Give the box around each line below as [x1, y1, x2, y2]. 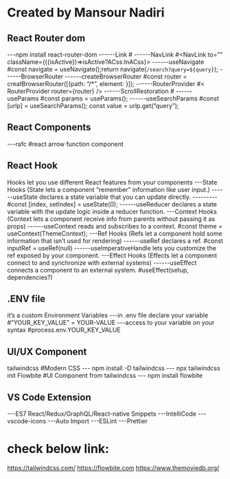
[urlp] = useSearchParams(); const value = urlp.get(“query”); [7, 102, 180, 109]
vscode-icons [7, 417, 47, 425]
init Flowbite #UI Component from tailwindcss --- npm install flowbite [7, 372, 203, 380]
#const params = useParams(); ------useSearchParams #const [40, 94, 220, 103]
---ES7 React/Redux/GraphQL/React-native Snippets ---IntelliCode [7, 409, 197, 418]
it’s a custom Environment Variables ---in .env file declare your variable [7, 311, 209, 319]
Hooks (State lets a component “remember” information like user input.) [7, 185, 211, 193]
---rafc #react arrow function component [7, 140, 124, 148]
